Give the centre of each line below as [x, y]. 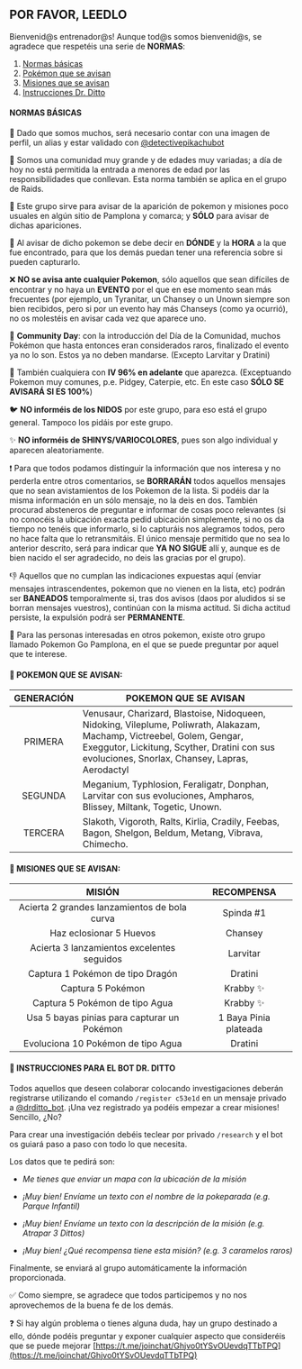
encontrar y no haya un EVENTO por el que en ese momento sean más [141, 290]
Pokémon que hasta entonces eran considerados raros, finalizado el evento [149, 345]
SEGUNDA [44, 796]
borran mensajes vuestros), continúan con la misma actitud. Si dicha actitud [150, 608]
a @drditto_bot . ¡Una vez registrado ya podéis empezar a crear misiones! [145, 1107]
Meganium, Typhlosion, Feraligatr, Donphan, [176, 785]
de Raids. [27, 189]
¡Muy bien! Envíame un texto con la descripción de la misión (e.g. [143, 1223]
